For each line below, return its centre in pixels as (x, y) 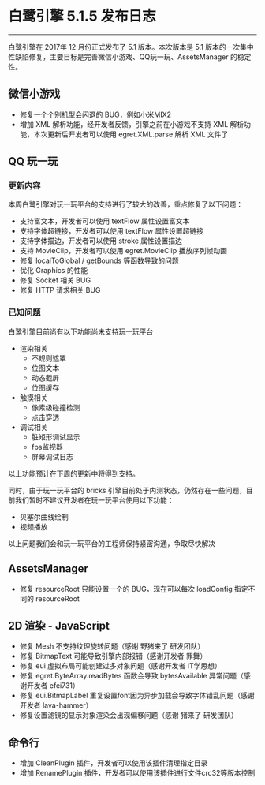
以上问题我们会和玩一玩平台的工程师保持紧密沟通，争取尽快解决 (112, 543)
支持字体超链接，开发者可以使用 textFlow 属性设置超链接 (111, 231)
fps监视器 (47, 447)
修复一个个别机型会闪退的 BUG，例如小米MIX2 (95, 114)
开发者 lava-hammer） (56, 705)
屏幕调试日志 (52, 456)
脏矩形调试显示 (56, 437)
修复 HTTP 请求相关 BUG (60, 290)
